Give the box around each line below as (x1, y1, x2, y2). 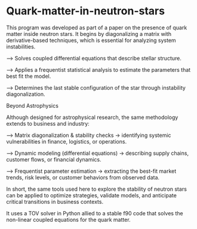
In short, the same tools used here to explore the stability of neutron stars (6, 185, 187, 193)
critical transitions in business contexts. (6, 198, 103, 205)
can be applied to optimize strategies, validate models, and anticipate (6, 191, 177, 199)
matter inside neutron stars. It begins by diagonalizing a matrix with (6, 30, 172, 37)
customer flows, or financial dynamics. (6, 155, 101, 163)
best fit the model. (6, 72, 51, 80)
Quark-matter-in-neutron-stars (6, 4, 165, 18)
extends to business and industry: (6, 120, 90, 127)
